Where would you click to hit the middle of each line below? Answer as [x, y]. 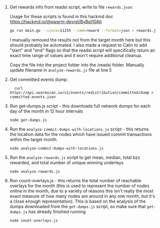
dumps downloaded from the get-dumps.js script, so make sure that [78, 206]
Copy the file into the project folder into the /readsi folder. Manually [77, 65]
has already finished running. [58, 211]
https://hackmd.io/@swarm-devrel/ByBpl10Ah [56, 22]
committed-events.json [33, 97]
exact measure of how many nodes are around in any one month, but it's [82, 196]
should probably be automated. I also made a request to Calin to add [78, 45]
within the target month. [34, 139]
